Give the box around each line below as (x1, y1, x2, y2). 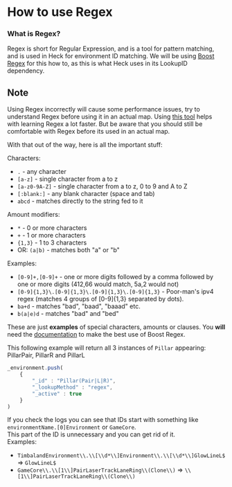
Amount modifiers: (7, 211, 60, 219)
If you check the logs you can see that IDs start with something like (7, 416, 199, 424)
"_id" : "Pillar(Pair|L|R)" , (32, 378, 116, 384)
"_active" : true (32, 390, 82, 397)
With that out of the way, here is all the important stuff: (7, 141, 163, 149)
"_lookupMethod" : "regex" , (32, 384, 113, 391)
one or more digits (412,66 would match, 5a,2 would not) (17, 280, 179, 288)
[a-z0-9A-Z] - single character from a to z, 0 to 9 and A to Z (17, 182, 188, 191)
